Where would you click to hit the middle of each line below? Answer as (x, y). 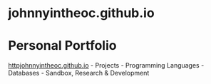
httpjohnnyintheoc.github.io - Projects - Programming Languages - (106, 65)
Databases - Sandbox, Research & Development (79, 73)
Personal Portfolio (62, 46)
